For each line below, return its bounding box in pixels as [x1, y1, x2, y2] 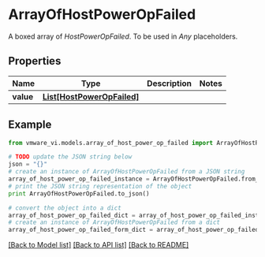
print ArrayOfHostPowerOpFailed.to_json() [8, 189, 150, 198]
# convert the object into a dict [8, 203, 122, 212]
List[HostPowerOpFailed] [42, 91, 140, 102]
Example [8, 118, 52, 132]
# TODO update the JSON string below [8, 153, 132, 161]
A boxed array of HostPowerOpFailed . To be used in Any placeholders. [8, 32, 238, 41]
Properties [8, 54, 62, 68]
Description [147, 77, 192, 88]
